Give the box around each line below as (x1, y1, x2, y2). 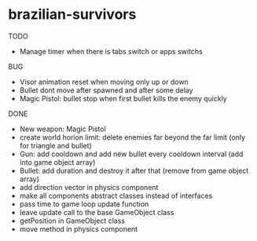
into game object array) (19, 157, 96, 166)
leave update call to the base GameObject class (19, 207, 174, 217)
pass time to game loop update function (19, 199, 149, 209)
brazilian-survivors (8, 5, 137, 24)
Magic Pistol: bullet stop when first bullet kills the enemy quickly (19, 93, 228, 103)
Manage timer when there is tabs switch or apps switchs (19, 46, 203, 56)
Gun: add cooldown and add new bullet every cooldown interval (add (19, 149, 244, 159)
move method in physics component (19, 224, 138, 233)
